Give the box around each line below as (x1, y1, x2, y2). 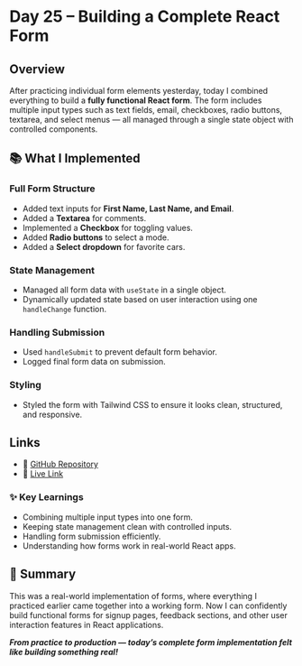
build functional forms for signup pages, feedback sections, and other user (9, 609, 288, 620)
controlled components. (9, 124, 98, 134)
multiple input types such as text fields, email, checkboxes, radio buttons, (9, 105, 282, 115)
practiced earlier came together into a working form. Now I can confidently (9, 600, 288, 611)
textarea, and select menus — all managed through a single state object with (9, 115, 294, 125)
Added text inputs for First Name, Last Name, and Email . (22, 203, 234, 214)
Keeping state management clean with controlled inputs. (22, 521, 233, 532)
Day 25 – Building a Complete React (9, 6, 280, 27)
